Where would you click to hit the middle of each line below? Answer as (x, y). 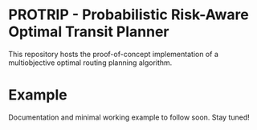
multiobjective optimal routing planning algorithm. (90, 63)
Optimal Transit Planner (89, 32)
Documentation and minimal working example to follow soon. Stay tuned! (129, 117)
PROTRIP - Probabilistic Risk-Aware (128, 15)
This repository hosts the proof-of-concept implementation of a (113, 54)
